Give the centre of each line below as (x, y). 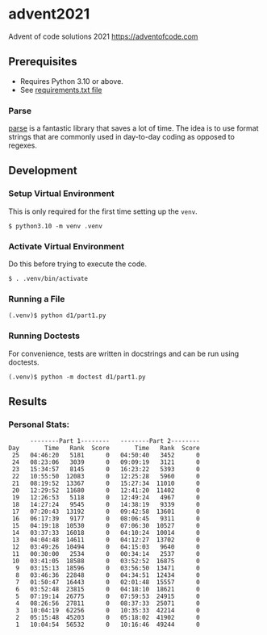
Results (28, 401)
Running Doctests (44, 336)
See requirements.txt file (61, 90)
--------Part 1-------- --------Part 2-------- (115, 441)
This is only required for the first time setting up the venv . (103, 211)
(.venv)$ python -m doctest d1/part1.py (77, 377)
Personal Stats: (39, 424)
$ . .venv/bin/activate (48, 279)
